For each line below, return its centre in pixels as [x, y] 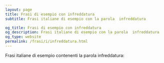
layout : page [19, 10]
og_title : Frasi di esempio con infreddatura [53, 28]
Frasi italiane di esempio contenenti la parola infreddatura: [65, 55]
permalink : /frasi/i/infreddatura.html [47, 42]
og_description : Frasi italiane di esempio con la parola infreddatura [82, 32]
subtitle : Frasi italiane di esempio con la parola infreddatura [76, 19]
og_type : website [23, 37]
